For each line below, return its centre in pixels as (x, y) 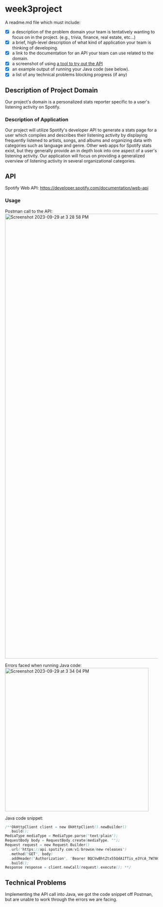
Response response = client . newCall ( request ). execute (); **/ (68, 867)
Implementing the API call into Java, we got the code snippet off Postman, (79, 894)
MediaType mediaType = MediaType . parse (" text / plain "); (62, 836)
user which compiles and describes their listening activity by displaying (76, 135)
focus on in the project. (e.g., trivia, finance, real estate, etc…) (74, 37)
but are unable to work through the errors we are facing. (61, 899)
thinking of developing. (35, 48)
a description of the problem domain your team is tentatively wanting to (83, 32)
